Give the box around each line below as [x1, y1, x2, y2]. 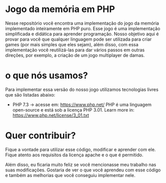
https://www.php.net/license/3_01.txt [12, 112, 90, 118]
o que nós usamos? [5, 70, 88, 81]
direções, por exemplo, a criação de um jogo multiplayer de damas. [5, 52, 145, 58]
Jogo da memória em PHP [5, 4, 115, 15]
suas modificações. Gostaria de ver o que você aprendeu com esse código [5, 167, 161, 173]
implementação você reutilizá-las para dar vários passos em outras [5, 47, 145, 53]
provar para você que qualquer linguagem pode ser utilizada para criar [5, 36, 152, 42]
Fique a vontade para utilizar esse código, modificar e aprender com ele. [5, 146, 156, 152]
